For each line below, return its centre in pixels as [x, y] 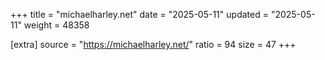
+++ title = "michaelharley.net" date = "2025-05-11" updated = [139, 14]
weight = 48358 [56, 25]
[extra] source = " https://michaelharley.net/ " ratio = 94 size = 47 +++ [153, 44]
